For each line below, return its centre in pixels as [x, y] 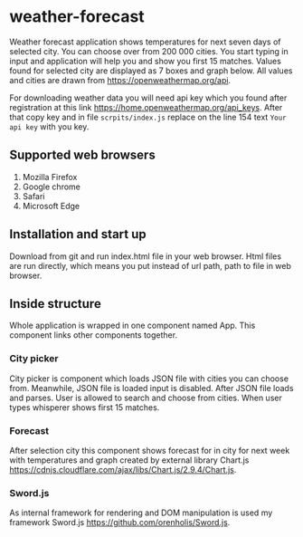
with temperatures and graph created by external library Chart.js [129, 460]
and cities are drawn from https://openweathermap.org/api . [120, 80]
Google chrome [52, 187]
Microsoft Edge [51, 206]
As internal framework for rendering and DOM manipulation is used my [141, 513]
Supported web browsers [82, 155]
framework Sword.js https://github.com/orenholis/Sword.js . [120, 523]
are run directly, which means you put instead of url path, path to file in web [151, 265]
